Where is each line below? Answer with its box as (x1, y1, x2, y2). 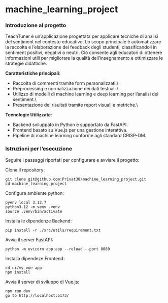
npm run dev (5, 288, 30, 294)
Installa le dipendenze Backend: (5, 218, 72, 224)
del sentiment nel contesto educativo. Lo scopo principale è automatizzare (5, 39, 161, 45)
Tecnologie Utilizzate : (5, 112, 52, 118)
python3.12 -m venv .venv (5, 204, 60, 210)
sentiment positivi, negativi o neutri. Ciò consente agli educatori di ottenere (5, 49, 162, 56)
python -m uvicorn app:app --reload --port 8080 (5, 246, 110, 251)
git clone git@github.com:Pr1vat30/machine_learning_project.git (5, 176, 146, 182)
